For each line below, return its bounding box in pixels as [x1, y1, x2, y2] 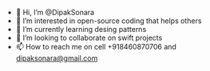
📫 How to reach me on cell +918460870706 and [15, 42, 177, 51]
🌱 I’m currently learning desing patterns [15, 25, 147, 34]
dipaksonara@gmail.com [15, 53, 98, 63]
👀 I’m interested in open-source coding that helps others [15, 16, 202, 26]
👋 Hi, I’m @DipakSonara [15, 8, 94, 17]
